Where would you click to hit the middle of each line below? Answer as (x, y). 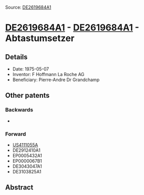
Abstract (19, 188)
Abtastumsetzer (40, 39)
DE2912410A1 (26, 150)
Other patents (28, 95)
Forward (16, 134)
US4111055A (25, 145)
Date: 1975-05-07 (31, 69)
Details (16, 57)
